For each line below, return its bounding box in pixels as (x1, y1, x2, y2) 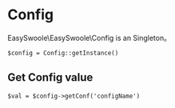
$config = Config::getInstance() (7, 49, 119, 57)
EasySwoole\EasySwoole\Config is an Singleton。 (7, 33, 171, 42)
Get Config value (7, 70, 93, 85)
